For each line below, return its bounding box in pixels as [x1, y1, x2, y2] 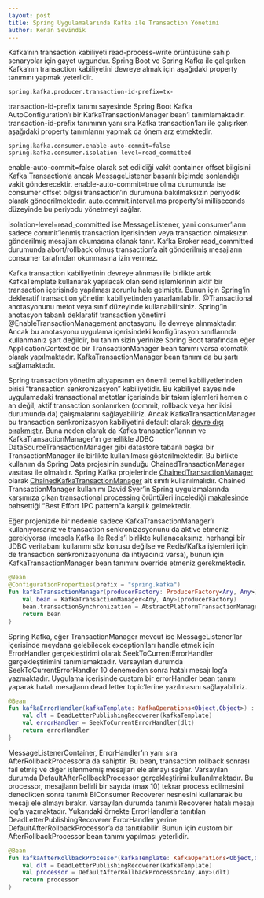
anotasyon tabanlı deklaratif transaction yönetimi [8, 310, 167, 320]
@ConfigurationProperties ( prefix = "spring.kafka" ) [8, 581, 181, 589]
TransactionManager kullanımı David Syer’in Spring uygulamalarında [8, 485, 229, 494]
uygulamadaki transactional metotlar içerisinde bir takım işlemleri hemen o [8, 393, 249, 402]
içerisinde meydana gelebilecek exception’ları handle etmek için [8, 640, 215, 649]
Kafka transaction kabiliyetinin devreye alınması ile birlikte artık [8, 268, 211, 278]
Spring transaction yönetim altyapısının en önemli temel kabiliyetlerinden [8, 375, 243, 386]
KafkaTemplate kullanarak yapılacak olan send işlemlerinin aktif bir [8, 277, 223, 286]
